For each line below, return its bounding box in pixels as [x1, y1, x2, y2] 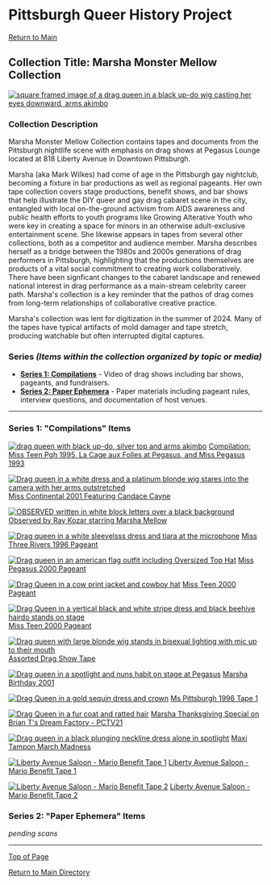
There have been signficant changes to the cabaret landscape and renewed [8, 273, 261, 282]
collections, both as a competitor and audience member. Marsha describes [8, 238, 257, 248]
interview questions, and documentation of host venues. [19, 395, 208, 405]
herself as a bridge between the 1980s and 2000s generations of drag [8, 247, 242, 257]
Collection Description [8, 119, 98, 130]
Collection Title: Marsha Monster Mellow [8, 56, 218, 69]
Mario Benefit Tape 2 [8, 790, 78, 799]
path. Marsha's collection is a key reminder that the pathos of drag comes [8, 290, 254, 299]
